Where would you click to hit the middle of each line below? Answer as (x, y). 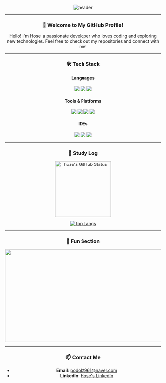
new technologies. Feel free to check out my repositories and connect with (83, 41)
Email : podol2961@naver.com (86, 370)
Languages (83, 78)
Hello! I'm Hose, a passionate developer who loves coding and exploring (83, 36)
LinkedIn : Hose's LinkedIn (87, 375)
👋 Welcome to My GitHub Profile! (83, 25)
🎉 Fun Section (83, 241)
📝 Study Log (83, 153)
